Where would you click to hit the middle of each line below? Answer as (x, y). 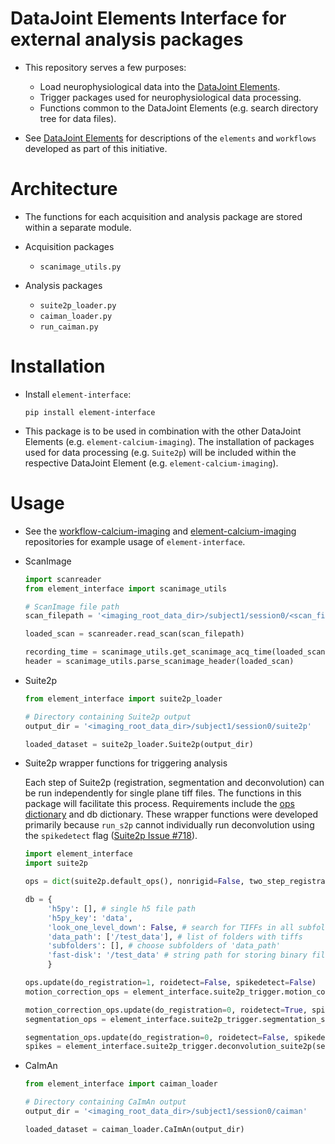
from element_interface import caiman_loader (121, 1084)
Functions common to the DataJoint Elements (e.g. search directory (179, 108)
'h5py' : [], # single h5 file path (121, 908)
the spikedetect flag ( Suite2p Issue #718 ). (111, 836)
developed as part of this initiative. (96, 148)
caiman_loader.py (76, 316)
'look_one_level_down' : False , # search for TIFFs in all (171, 927)
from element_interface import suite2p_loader (123, 698)
